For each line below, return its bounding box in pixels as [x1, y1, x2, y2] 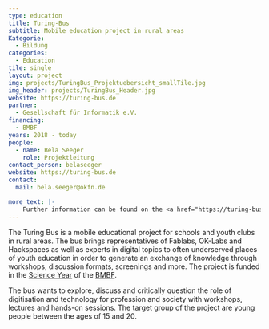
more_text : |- [8, 197, 56, 205]
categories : [8, 49, 48, 57]
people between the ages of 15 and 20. [8, 311, 138, 321]
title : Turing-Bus [8, 19, 70, 27]
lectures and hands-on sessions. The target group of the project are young [8, 303, 255, 312]
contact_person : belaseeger [8, 161, 102, 169]
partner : [8, 101, 38, 109]
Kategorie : [8, 34, 45, 43]
